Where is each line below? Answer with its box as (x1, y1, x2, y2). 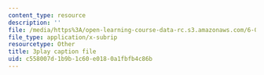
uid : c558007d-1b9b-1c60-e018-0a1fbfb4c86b (8, 55, 153, 63)
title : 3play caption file (8, 48, 97, 55)
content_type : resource (8, 11, 86, 20)
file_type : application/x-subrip (8, 33, 118, 41)
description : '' (8, 19, 61, 27)
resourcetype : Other (8, 41, 76, 48)
